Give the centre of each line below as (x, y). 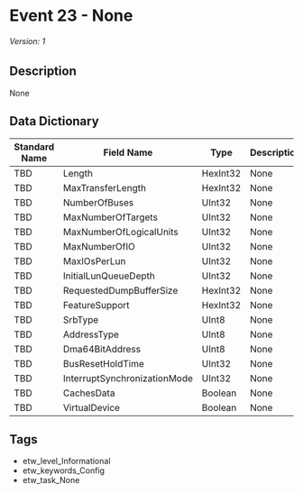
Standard (34, 147)
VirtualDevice (91, 407)
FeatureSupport (96, 305)
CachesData (89, 393)
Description (43, 72)
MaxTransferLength (105, 187)
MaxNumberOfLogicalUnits (120, 232)
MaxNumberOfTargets (110, 217)
